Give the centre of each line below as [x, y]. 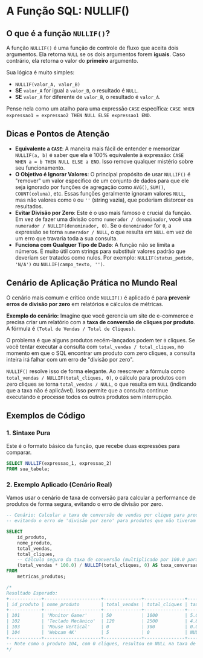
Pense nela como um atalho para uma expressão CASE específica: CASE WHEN [100, 109]
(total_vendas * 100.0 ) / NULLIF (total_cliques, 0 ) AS [88, 566]
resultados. [29, 206]
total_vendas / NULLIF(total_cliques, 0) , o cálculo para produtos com [96, 377]
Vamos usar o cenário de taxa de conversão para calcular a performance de [101, 498]
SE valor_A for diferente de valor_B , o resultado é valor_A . [88, 97]
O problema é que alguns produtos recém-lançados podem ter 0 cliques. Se [101, 340]
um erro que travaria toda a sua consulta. [66, 238]
